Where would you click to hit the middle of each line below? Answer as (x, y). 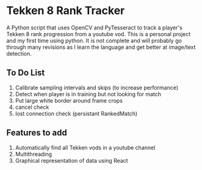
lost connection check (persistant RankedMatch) (76, 113)
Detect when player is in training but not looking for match (88, 94)
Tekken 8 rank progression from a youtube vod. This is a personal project (99, 34)
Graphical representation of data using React (71, 160)
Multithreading (34, 154)
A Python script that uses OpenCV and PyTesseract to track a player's (95, 28)
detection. (19, 53)
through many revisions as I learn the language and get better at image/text (101, 47)
